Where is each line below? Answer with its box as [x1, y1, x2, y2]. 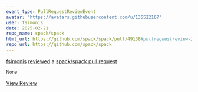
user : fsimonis [6, 19, 44, 25]
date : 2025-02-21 [6, 25, 49, 31]
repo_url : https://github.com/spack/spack [6, 42, 112, 48]
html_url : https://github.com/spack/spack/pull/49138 [6, 36, 141, 42]
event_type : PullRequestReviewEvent [6, 8, 96, 15]
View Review [6, 79, 37, 86]
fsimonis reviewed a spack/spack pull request [6, 57, 118, 65]
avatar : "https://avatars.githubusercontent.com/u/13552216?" [6, 14, 162, 20]
